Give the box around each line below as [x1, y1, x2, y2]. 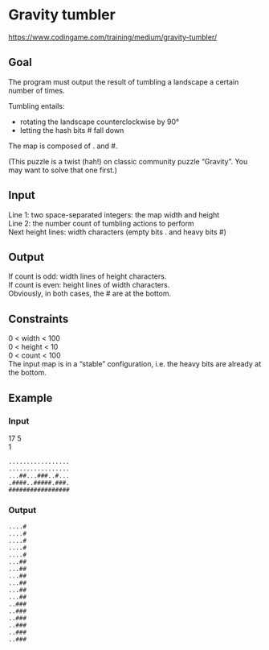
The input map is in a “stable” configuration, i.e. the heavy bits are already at [8, 359, 262, 369]
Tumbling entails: [8, 101, 65, 110]
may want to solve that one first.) [8, 165, 118, 175]
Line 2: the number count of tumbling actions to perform [8, 218, 194, 228]
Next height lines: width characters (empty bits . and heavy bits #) [8, 227, 227, 237]
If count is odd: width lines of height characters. [8, 271, 167, 281]
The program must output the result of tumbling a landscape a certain [8, 77, 239, 86]
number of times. [8, 85, 66, 95]
